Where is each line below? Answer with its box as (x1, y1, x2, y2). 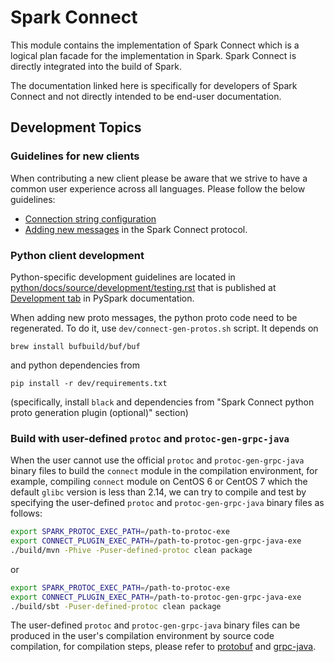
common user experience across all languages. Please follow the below (10, 182, 306, 195)
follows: (10, 507, 43, 520)
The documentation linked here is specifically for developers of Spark (10, 79, 298, 91)
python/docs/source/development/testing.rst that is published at (10, 281, 277, 293)
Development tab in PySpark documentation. (10, 292, 195, 304)
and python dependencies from (10, 359, 140, 371)
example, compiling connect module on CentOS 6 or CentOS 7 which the (10, 476, 308, 488)
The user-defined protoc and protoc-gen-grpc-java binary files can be (10, 619, 301, 631)
